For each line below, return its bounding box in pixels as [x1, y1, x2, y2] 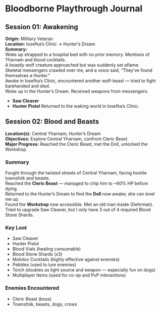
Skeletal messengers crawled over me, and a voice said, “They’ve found [5, 67, 153, 73]
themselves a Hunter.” [5, 73, 51, 78]
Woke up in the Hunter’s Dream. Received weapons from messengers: [5, 89, 149, 94]
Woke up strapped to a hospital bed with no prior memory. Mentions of [5, 51, 150, 57]
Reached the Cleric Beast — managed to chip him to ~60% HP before [5, 180, 149, 186]
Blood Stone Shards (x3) [12, 251, 63, 257]
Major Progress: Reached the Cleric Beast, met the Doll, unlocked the [5, 141, 148, 147]
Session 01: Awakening [5, 23, 78, 31]
